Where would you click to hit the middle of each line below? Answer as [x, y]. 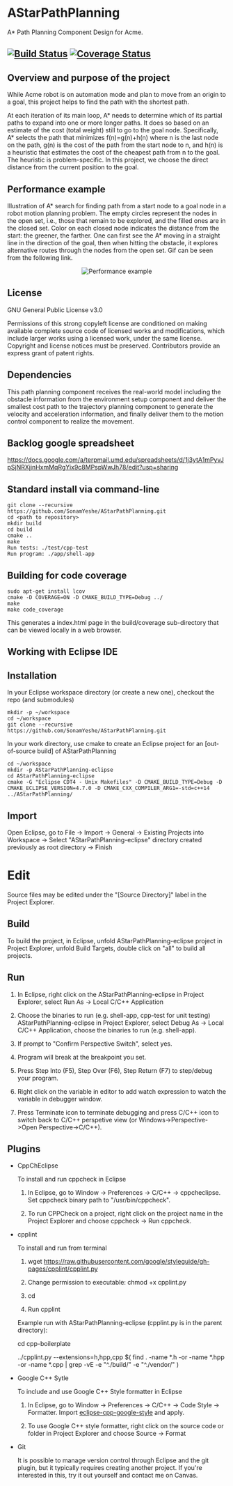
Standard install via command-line [83, 489]
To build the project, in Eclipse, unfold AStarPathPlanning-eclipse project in [115, 941]
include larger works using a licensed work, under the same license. [105, 338]
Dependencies [39, 375]
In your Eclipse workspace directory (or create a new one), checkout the [111, 692]
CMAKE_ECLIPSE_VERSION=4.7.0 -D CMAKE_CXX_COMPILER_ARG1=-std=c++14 [109, 789]
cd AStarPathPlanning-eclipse [51, 776]
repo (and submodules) [41, 700]
